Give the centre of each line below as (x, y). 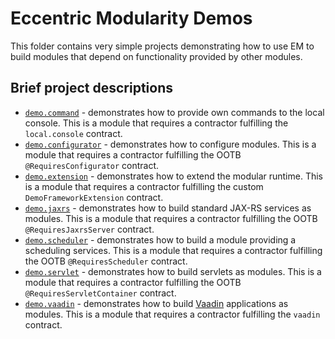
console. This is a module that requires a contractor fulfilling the (156, 123)
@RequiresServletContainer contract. (100, 293)
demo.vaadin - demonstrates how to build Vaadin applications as (156, 303)
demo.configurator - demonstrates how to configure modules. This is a (170, 144)
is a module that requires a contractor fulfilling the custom (144, 186)
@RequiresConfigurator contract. (92, 165)
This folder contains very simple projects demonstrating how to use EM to (162, 46)
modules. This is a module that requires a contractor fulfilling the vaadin (172, 314)
